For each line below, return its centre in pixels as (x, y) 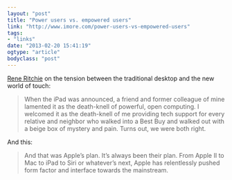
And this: (20, 142)
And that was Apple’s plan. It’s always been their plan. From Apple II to (124, 155)
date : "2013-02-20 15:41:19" (49, 46)
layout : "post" (29, 13)
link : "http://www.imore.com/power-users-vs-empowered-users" (99, 26)
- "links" (21, 39)
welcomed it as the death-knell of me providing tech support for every (124, 114)
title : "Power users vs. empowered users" (69, 20)
